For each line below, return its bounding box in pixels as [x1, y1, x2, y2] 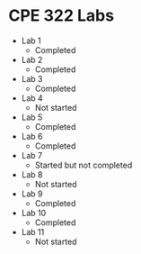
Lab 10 [21, 207, 47, 218]
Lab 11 [21, 226, 45, 237]
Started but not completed [34, 159, 133, 170]
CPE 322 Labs [8, 5, 114, 26]
